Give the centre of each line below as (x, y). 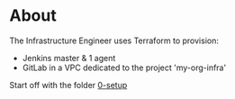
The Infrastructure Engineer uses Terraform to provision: (114, 40)
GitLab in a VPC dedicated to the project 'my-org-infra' (124, 67)
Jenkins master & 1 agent (69, 58)
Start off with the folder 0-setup (68, 85)
